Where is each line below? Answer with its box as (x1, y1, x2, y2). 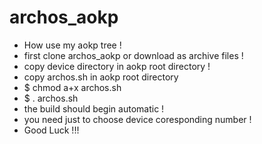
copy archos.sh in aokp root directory (23, 71, 179, 83)
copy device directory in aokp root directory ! (23, 60, 211, 72)
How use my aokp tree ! (23, 39, 122, 51)
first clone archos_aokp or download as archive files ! (23, 49, 244, 61)
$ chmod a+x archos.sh (23, 81, 122, 93)
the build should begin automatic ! (23, 102, 165, 115)
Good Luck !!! (23, 124, 80, 136)
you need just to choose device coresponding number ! (23, 113, 252, 125)
